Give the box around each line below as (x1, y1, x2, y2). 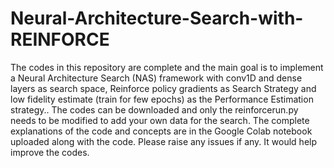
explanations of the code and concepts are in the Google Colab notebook (10, 125, 313, 137)
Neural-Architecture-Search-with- (10, 7, 304, 30)
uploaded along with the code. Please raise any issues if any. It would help (10, 135, 318, 147)
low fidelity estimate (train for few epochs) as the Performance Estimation (10, 93, 314, 105)
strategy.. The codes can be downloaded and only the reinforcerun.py (10, 103, 299, 116)
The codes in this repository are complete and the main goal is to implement (10, 61, 324, 73)
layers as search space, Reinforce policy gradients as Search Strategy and (10, 82, 317, 94)
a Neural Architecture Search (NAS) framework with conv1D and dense (10, 72, 303, 84)
